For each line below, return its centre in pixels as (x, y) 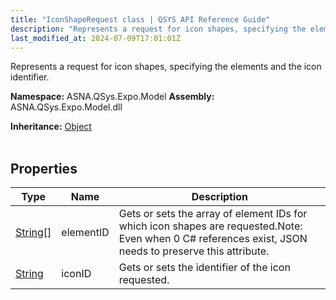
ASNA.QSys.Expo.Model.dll (66, 107)
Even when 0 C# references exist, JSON (213, 239)
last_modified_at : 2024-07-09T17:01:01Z (96, 38)
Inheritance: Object (51, 127)
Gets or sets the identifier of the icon (204, 268)
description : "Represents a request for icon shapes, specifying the (158, 29)
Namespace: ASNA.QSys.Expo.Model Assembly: (112, 97)
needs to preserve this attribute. (194, 251)
